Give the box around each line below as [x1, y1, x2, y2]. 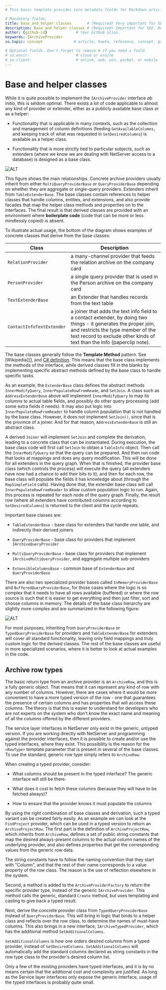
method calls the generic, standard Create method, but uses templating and [5, 893, 159, 899]
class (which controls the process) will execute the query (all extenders [5, 466, 151, 471]
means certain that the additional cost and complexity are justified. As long [5, 969, 158, 975]
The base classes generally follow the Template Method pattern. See [5, 351, 147, 357]
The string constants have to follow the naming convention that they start [5, 857, 154, 863]
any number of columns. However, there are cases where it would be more [5, 690, 157, 696]
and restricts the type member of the [71, 327, 156, 334]
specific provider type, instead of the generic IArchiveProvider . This [5, 887, 145, 893]
